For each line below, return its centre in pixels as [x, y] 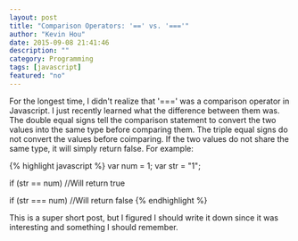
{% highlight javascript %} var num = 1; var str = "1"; [105, 165]
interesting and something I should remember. [94, 227]
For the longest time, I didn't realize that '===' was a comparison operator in [149, 101]
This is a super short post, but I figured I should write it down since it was [144, 217]
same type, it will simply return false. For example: [101, 148]
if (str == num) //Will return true [67, 183]
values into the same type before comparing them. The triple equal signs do [149, 129]
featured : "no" [37, 76]
